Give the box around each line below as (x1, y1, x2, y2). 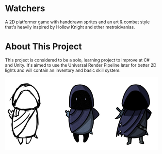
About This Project (5, 41, 82, 52)
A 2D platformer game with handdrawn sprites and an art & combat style (5, 19, 150, 25)
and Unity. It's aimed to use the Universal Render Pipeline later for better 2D (5, 62, 157, 68)
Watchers (5, 3, 45, 14)
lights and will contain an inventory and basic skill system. (5, 67, 121, 73)
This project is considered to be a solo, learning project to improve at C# (5, 57, 150, 63)
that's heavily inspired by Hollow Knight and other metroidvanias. (5, 24, 135, 30)
